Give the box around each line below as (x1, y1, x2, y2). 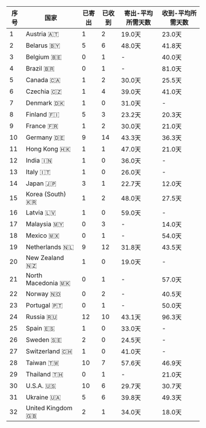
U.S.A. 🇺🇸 (25, 381, 56, 390)
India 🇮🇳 (25, 156, 53, 164)
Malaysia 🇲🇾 (25, 220, 64, 228)
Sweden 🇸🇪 (25, 335, 63, 344)
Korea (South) (25, 190, 66, 198)
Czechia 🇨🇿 (25, 87, 63, 96)
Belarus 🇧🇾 (25, 41, 60, 50)
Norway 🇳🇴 (25, 289, 61, 298)
